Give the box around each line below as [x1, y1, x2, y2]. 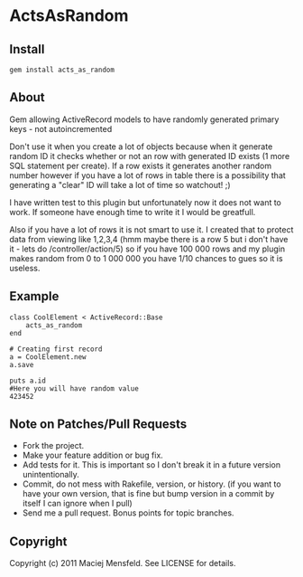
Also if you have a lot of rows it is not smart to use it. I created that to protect [9, 223, 294, 235]
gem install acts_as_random [9, 65, 115, 74]
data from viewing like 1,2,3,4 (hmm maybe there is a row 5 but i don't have [9, 233, 289, 244]
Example [9, 288, 60, 304]
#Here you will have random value [9, 383, 140, 393]
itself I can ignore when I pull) [22, 498, 133, 509]
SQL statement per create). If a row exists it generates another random [9, 160, 272, 171]
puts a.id [9, 376, 47, 385]
